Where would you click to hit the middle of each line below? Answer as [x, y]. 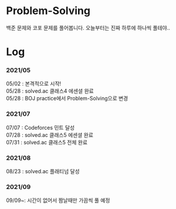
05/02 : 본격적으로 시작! [34, 84]
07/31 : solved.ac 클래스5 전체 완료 [47, 142]
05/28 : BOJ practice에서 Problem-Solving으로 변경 [67, 99]
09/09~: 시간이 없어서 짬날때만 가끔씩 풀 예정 [58, 200]
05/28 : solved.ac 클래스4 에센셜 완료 [50, 91]
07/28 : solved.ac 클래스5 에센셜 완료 [50, 135]
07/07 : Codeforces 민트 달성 [40, 127]
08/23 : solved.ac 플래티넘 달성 [43, 171]
